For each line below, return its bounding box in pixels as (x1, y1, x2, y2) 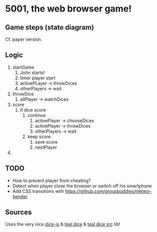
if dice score (20, 106, 46, 113)
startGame (12, 64, 35, 70)
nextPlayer (35, 144, 57, 150)
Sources (5, 208, 32, 216)
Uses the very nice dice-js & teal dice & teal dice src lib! (5, 221, 120, 227)
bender (12, 193, 28, 199)
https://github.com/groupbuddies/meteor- (65, 188, 152, 194)
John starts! (20, 69, 45, 75)
